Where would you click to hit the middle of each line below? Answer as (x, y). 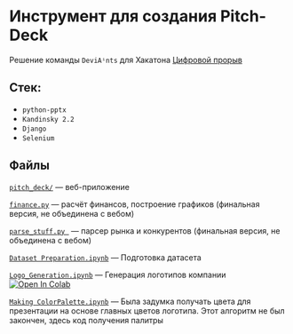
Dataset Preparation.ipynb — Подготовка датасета (105, 257)
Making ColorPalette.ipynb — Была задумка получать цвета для (130, 301)
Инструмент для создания (113, 16)
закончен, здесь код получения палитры (87, 320)
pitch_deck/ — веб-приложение (70, 187)
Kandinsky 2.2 (48, 119)
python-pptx (44, 110)
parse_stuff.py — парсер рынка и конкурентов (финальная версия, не (145, 231)
